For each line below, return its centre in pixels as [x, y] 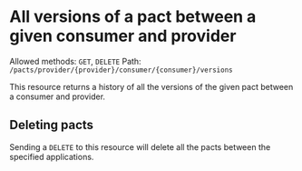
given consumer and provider [123, 36]
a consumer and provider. [58, 96]
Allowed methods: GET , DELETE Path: [76, 61]
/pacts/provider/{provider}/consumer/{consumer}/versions [121, 70]
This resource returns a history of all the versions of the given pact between [151, 86]
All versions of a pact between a [133, 17]
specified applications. [52, 156]
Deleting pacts [51, 125]
